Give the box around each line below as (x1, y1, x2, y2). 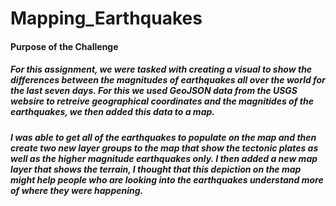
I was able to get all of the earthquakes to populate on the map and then (10, 131, 317, 143)
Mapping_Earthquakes (10, 7, 203, 30)
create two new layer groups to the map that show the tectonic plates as (10, 142, 319, 154)
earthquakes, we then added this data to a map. (10, 106, 215, 118)
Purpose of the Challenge (10, 40, 119, 52)
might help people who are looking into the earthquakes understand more (10, 173, 324, 186)
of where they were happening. (10, 184, 144, 196)
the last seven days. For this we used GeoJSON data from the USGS (10, 85, 298, 97)
